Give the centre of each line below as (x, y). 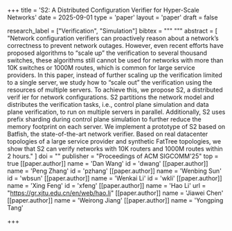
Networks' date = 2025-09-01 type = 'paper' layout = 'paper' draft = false (113, 17)
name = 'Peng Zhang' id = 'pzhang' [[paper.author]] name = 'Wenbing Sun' (114, 171)
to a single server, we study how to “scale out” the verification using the (110, 82)
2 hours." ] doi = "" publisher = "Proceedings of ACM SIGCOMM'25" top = (113, 156)
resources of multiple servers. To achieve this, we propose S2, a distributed (115, 90)
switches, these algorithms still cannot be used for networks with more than (115, 60)
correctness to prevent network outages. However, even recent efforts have (115, 45)
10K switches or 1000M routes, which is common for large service (101, 68)
